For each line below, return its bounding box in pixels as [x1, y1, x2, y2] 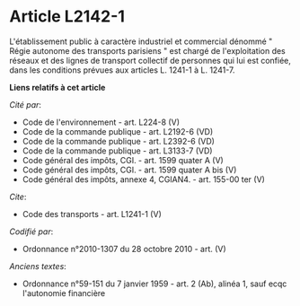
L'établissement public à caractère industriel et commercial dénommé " [9, 36, 273, 47]
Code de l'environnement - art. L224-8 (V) [22, 117, 180, 127]
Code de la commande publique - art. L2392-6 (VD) [22, 136, 216, 146]
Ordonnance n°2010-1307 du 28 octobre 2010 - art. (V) [22, 243, 226, 254]
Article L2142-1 [9, 6, 126, 27]
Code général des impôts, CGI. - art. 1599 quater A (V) [22, 154, 225, 165]
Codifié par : [9, 226, 54, 237]
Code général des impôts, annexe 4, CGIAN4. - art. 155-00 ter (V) [22, 173, 265, 185]
